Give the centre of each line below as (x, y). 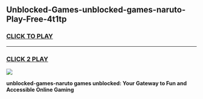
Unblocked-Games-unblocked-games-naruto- (96, 10)
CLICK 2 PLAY (27, 59)
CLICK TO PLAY (30, 37)
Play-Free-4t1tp (37, 19)
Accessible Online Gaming (40, 89)
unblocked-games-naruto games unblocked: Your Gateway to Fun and (97, 83)
